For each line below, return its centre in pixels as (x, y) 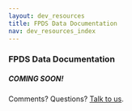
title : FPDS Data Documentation (63, 23)
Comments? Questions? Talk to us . (66, 99)
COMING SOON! (36, 79)
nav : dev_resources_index (52, 31)
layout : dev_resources (47, 16)
